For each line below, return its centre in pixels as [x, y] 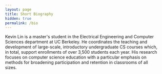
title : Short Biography [29, 14]
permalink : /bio [21, 23]
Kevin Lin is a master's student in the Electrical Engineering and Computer [80, 37]
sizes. [11, 68]
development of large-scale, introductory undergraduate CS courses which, [81, 47]
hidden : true [18, 18]
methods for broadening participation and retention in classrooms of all [77, 62]
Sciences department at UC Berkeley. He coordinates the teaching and [76, 42]
